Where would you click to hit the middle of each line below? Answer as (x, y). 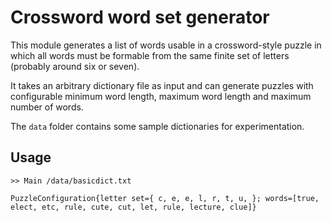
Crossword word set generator (140, 17)
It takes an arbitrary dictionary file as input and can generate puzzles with (162, 85)
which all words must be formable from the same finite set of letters (150, 55)
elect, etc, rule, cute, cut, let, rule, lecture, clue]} (133, 207)
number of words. (47, 107)
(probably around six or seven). (75, 66)
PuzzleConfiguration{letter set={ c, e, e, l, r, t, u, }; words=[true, (165, 198)
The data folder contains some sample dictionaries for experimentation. (157, 126)
